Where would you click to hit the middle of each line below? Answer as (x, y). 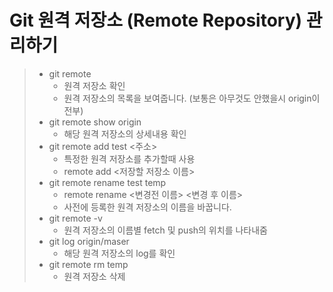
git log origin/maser (89, 241)
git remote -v (75, 218)
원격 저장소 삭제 (94, 276)
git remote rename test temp (107, 182)
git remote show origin (95, 122)
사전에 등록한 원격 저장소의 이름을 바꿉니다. (147, 207)
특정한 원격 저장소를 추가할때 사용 (129, 158)
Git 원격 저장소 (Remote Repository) (156, 20)
